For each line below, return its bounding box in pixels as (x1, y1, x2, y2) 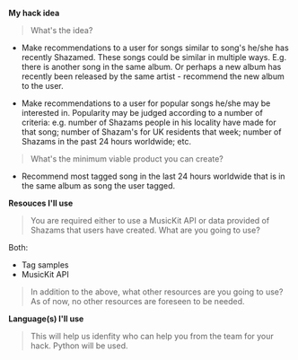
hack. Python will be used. (30, 340, 128, 351)
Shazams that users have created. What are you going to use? (30, 224, 261, 235)
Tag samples (21, 259, 69, 270)
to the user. (21, 81, 64, 91)
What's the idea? (30, 25, 93, 35)
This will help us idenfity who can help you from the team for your (30, 331, 275, 341)
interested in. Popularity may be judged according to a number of (21, 108, 264, 118)
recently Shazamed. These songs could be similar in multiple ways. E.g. (21, 52, 287, 62)
